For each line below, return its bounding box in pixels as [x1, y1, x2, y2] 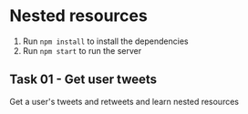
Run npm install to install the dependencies [22, 36, 189, 47]
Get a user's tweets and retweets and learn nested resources [9, 96, 240, 107]
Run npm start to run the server [22, 45, 142, 56]
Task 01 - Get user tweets [9, 72, 158, 88]
